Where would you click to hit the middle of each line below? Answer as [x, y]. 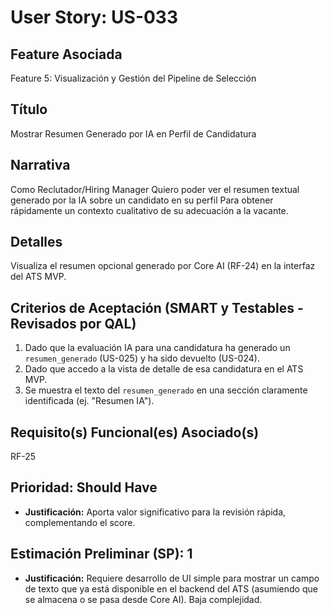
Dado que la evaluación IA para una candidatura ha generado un [157, 348]
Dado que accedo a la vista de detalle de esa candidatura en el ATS [164, 369]
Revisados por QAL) [73, 323]
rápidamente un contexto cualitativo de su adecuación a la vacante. [149, 210]
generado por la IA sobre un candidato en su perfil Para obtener [142, 200]
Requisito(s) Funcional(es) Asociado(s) [135, 432]
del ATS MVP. [38, 277]
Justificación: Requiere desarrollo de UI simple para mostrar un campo [172, 578]
